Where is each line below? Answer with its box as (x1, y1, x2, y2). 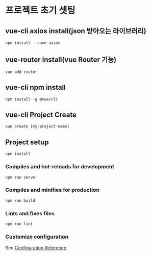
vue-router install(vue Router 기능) (5, 56, 117, 64)
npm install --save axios (5, 40, 60, 45)
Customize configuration (5, 233, 69, 240)
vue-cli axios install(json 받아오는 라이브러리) (5, 27, 146, 35)
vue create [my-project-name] (5, 124, 70, 129)
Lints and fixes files (5, 210, 55, 217)
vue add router (5, 69, 38, 74)
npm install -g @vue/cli (5, 96, 58, 102)
